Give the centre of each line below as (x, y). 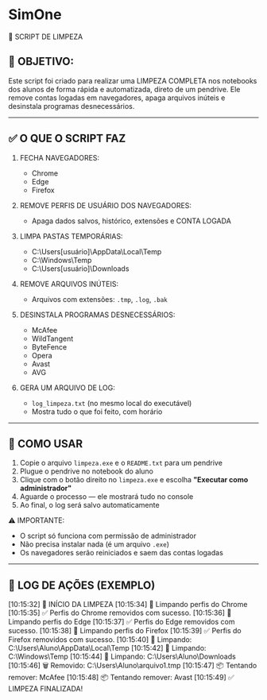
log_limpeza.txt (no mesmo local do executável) (112, 403)
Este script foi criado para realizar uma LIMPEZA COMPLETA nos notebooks (133, 80)
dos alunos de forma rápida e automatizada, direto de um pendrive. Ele (124, 89)
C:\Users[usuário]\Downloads (80, 269)
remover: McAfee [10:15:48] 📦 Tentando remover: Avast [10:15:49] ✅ (121, 678)
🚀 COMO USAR (46, 444)
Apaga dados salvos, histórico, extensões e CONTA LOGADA (132, 221)
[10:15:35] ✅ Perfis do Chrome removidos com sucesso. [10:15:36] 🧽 (120, 613)
